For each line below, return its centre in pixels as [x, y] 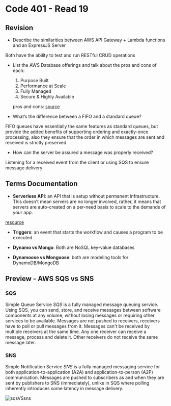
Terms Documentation [41, 184]
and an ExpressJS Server [39, 45]
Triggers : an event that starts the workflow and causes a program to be [88, 232]
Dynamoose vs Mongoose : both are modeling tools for [70, 257]
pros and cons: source [36, 107]
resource [15, 222]
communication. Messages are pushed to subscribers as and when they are [85, 377]
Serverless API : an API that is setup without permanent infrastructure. [86, 196]
